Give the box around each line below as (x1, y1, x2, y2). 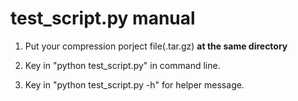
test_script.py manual (10, 7, 196, 30)
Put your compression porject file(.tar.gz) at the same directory (24, 40, 288, 52)
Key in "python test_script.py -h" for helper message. (24, 78, 245, 91)
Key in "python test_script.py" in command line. (24, 59, 221, 71)
